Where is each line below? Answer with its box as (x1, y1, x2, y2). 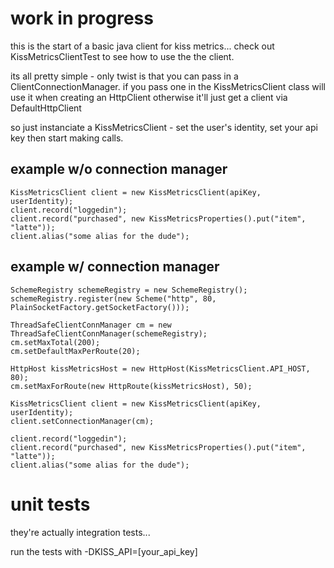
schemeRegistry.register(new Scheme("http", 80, (10, 293, 217, 304)
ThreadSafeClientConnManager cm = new (10, 320, 172, 330)
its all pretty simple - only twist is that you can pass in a (10, 70, 239, 82)
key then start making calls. (10, 132, 124, 144)
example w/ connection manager (10, 258, 220, 276)
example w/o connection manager (10, 161, 228, 178)
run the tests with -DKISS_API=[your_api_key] (10, 545, 198, 557)
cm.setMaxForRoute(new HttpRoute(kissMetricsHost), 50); (10, 381, 253, 391)
